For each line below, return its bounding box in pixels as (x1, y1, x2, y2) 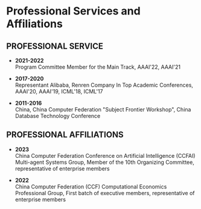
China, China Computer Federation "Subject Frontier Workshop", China (14, 106, 191, 113)
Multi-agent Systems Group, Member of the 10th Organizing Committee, (14, 158, 194, 166)
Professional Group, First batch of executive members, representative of (14, 189, 195, 196)
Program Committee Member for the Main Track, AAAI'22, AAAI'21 (14, 63, 181, 70)
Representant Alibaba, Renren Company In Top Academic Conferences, (14, 81, 193, 89)
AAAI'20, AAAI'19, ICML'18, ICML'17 (14, 88, 104, 95)
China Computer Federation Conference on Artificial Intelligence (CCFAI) (14, 152, 196, 159)
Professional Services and (6, 4, 141, 18)
